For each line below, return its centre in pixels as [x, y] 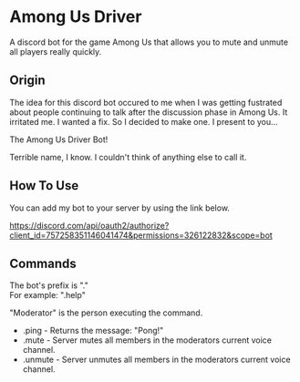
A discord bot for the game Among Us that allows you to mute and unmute [149, 42]
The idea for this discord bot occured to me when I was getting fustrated [146, 102]
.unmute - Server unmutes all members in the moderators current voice [156, 360]
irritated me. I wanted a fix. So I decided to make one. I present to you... [144, 121]
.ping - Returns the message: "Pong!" [93, 331]
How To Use [44, 186]
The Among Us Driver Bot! [59, 139]
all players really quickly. [56, 51]
